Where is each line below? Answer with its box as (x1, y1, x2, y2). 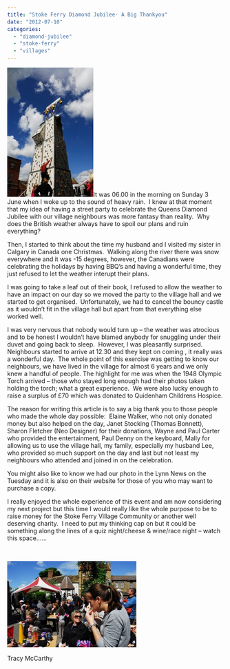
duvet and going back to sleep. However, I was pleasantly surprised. (7, 340, 203, 348)
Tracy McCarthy (7, 655, 53, 662)
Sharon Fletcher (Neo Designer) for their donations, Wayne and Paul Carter (7, 427, 220, 435)
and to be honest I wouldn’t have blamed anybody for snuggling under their (7, 333, 221, 341)
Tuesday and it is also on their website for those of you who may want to (7, 477, 213, 485)
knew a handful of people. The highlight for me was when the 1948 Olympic (7, 369, 222, 378)
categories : (7, 25, 41, 32)
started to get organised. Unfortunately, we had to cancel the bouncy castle (7, 298, 224, 306)
